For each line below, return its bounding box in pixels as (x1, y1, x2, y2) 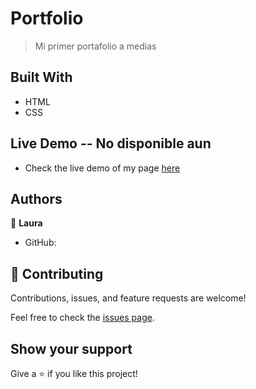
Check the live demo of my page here (24, 162, 181, 174)
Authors (10, 190, 63, 207)
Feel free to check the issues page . (10, 312, 155, 324)
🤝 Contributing (10, 265, 104, 282)
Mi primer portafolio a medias (34, 40, 157, 52)
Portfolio (10, 7, 84, 30)
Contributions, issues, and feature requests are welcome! (10, 292, 247, 304)
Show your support (10, 340, 133, 357)
